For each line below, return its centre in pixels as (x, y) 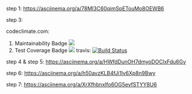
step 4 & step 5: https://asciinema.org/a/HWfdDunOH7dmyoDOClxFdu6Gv (96, 62)
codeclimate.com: (28, 31)
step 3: (15, 20)
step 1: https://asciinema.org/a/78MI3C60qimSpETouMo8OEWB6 (85, 9)
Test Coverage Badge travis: (53, 50)
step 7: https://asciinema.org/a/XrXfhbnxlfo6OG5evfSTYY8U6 (82, 84)
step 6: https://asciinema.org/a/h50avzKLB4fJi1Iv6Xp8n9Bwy (81, 73)
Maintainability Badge (41, 43)
